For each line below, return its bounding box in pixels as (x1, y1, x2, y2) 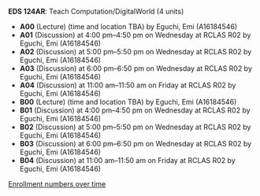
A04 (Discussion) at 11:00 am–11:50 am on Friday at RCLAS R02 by (19, 80, 236, 90)
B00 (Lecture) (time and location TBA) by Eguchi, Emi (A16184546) (19, 98, 237, 106)
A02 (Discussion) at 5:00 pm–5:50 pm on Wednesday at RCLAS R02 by (19, 47, 252, 56)
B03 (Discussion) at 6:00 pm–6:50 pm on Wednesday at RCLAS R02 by (19, 139, 252, 148)
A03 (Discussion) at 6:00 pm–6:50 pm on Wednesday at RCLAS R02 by (19, 64, 252, 73)
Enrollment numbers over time (8, 179, 106, 188)
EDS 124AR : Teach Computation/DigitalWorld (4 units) (8, 7, 184, 16)
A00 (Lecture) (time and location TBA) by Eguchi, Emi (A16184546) (19, 22, 238, 31)
